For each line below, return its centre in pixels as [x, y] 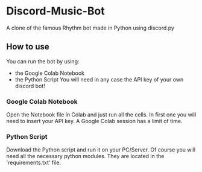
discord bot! [30, 86]
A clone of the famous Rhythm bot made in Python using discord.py [90, 28]
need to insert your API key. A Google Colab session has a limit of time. [94, 121]
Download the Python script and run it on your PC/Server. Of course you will [101, 150]
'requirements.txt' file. [34, 163]
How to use [28, 47]
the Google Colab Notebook [50, 73]
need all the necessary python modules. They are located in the [85, 156]
